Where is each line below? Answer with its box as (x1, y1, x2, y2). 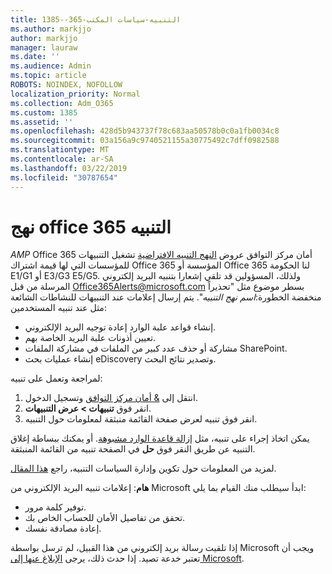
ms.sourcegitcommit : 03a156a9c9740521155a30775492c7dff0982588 (10, 136, 280, 146)
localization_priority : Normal (10, 89, 141, 99)
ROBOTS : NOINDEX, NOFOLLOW (10, 80, 123, 90)
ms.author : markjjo (10, 24, 92, 34)
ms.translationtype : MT (10, 145, 110, 155)
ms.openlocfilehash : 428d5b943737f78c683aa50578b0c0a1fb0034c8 (10, 126, 280, 136)
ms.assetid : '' (10, 117, 74, 127)
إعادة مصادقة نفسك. (24, 522, 102, 535)
